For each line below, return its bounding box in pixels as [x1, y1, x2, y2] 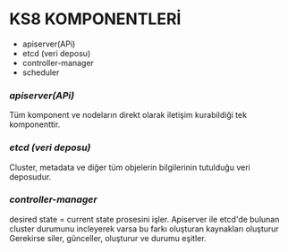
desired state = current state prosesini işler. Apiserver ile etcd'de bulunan [9, 214, 280, 224]
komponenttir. [9, 119, 61, 130]
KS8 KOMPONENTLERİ [9, 9, 182, 29]
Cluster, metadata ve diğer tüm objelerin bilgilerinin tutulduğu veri [9, 162, 250, 172]
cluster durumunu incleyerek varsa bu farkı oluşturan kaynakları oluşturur [9, 223, 279, 234]
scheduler [21, 67, 60, 78]
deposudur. [9, 171, 52, 182]
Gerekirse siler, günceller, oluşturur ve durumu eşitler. [9, 232, 208, 243]
